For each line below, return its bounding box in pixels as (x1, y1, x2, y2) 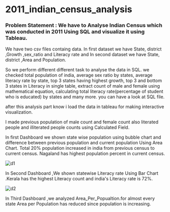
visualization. (5, 109, 33, 115)
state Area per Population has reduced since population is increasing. (5, 201, 151, 207)
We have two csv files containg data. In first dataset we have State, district (5, 46, 162, 52)
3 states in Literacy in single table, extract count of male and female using (5, 83, 160, 89)
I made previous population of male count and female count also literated (5, 119, 159, 125)
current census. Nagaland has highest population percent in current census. (5, 150, 165, 156)
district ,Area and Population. (5, 57, 66, 63)
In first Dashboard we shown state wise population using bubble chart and (5, 134, 161, 141)
